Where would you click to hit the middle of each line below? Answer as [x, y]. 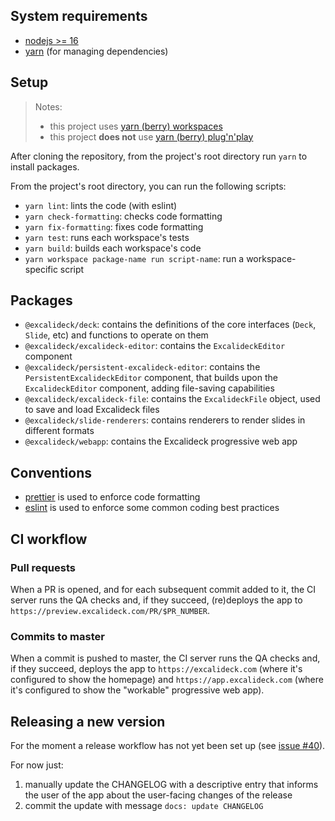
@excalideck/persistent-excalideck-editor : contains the [142, 367]
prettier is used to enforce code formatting [112, 497]
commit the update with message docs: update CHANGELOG [144, 806]
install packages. [45, 166]
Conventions [51, 472]
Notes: [48, 106]
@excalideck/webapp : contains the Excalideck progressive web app [161, 441]
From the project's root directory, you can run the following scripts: [148, 186]
